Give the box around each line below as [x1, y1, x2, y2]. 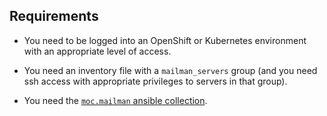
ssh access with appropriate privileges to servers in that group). [23, 75, 288, 87]
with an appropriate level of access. [23, 45, 172, 57]
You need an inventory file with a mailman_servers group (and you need [23, 64, 318, 76]
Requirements [9, 8, 99, 25]
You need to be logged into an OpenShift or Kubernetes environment [23, 34, 307, 46]
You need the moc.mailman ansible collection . [23, 94, 208, 106]
